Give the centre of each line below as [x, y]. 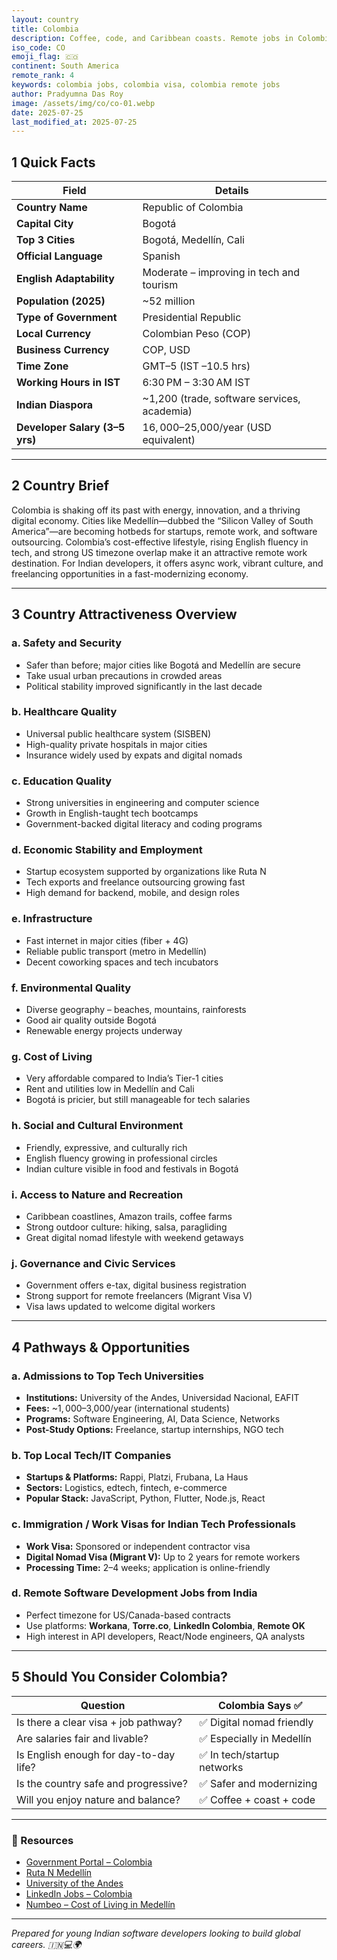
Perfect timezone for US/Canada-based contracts [128, 1615]
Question [103, 1705]
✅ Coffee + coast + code [257, 1799]
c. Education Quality [62, 781]
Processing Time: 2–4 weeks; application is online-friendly [148, 1567]
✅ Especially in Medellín [255, 1738]
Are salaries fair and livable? [82, 1738]
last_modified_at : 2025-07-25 [74, 122]
